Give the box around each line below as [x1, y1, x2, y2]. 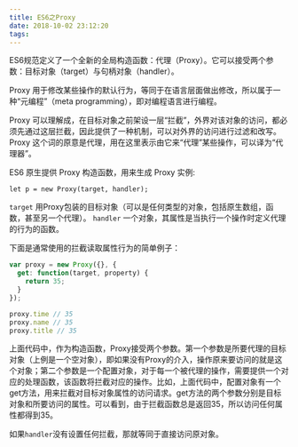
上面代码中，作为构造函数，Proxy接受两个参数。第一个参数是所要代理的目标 [9, 343, 286, 354]
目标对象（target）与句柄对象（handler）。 [24, 66, 179, 76]
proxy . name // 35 [9, 317, 74, 327]
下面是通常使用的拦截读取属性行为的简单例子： [9, 243, 180, 253]
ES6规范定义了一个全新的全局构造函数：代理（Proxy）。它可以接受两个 [9, 55, 266, 66]
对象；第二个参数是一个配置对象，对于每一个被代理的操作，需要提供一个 [16, 365, 281, 376]
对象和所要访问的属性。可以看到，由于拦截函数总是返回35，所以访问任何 [9, 399, 275, 410]
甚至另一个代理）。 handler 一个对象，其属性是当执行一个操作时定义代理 [24, 212, 286, 223]
